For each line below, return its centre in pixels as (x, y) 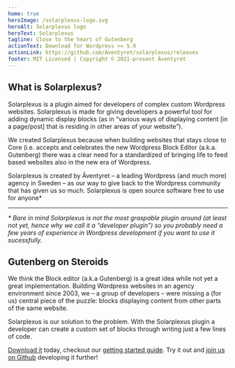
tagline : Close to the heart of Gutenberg (70, 40)
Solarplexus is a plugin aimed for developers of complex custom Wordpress (116, 104)
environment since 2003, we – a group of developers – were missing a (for (115, 293)
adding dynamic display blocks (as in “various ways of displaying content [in (118, 118)
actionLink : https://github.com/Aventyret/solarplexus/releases (103, 53)
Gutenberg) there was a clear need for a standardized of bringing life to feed (118, 155)
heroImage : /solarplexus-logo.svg (58, 20)
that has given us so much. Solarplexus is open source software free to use (116, 190)
